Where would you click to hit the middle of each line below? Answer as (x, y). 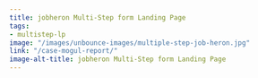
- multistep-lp (38, 34)
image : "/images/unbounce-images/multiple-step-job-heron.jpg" (130, 43)
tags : (19, 26)
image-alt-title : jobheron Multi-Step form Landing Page (118, 59)
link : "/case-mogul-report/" (64, 51)
